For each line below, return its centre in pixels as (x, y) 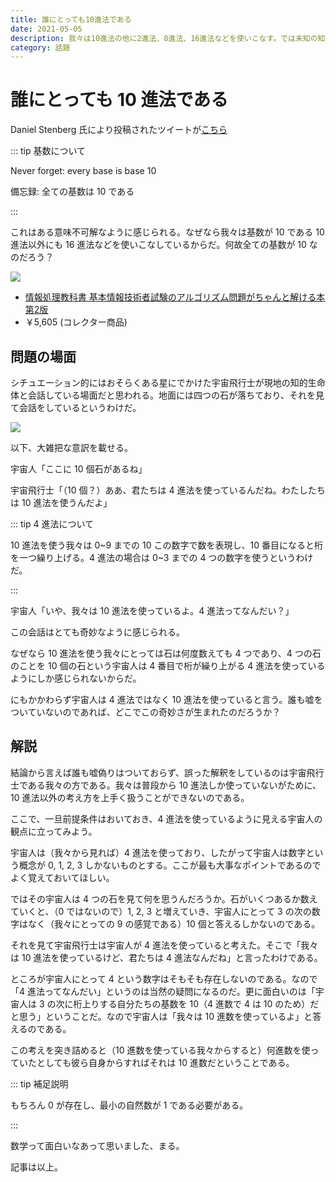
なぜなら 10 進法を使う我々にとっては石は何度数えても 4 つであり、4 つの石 (166, 653)
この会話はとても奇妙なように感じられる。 (97, 632)
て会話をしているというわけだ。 (76, 407)
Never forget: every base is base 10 (83, 171)
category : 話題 (40, 47)
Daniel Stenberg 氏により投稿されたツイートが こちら (119, 130)
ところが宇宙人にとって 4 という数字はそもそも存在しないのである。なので (164, 978)
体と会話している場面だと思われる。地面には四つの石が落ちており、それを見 (167, 395)
